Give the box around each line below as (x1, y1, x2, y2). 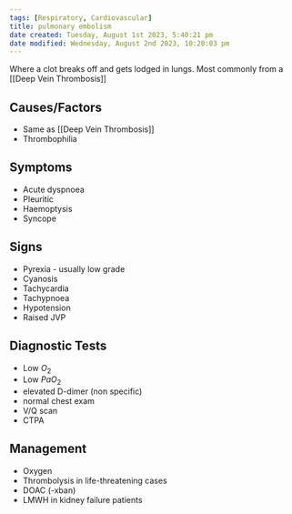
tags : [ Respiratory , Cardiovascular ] (9, 13, 153, 23)
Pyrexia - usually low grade (22, 263, 126, 274)
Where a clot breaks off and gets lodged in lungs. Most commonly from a (9, 64, 284, 75)
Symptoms (9, 160, 73, 176)
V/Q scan (22, 406, 58, 417)
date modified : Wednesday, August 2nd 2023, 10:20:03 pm (9, 38, 230, 48)
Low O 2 (22, 362, 52, 376)
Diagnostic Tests (9, 338, 107, 354)
